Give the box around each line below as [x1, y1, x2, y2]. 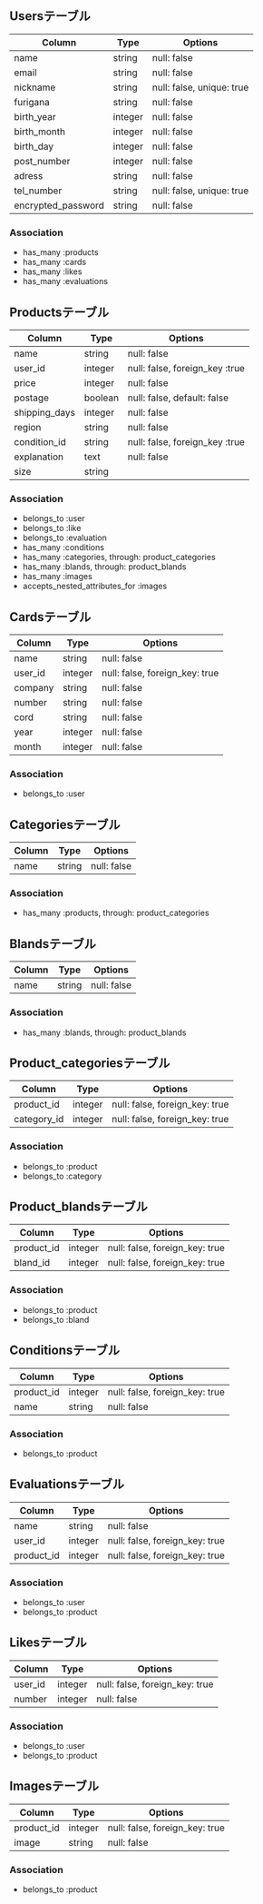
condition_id [14, 435, 66, 448]
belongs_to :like [22, 523, 82, 534]
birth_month [14, 125, 66, 138]
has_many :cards [22, 257, 87, 268]
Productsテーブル [9, 304, 110, 320]
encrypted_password [14, 199, 104, 212]
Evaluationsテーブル [9, 1476, 125, 1492]
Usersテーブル [9, 8, 91, 25]
